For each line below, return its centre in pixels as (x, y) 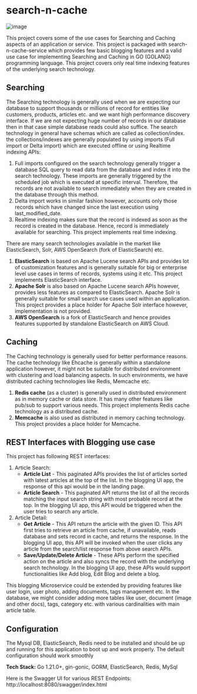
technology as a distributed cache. (56, 411)
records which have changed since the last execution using (86, 207)
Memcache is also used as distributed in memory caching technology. (100, 418)
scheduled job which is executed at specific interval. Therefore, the (96, 182)
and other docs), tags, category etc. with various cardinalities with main (93, 604)
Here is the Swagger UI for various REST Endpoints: (69, 678)
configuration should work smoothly (50, 656)
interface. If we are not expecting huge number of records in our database (96, 121)
